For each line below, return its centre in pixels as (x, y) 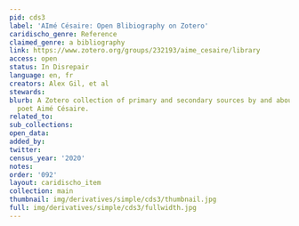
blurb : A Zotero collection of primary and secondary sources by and (141, 100)
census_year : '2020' (48, 158)
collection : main (41, 191)
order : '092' (33, 174)
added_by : (28, 141)
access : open (33, 59)
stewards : (28, 92)
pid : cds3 (28, 17)
